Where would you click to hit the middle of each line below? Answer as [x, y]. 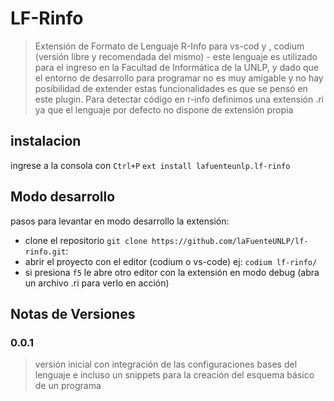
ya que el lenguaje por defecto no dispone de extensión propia [164, 109]
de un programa [68, 386]
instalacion [46, 141]
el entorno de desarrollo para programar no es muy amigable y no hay [179, 78]
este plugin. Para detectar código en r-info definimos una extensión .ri [179, 99]
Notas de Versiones [73, 313]
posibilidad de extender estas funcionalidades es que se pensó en [171, 88]
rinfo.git [45, 252]
